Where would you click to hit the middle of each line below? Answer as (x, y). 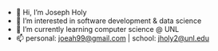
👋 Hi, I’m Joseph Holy (51, 12)
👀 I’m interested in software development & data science (109, 21)
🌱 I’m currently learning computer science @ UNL (97, 29)
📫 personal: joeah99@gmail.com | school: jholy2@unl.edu (113, 38)
